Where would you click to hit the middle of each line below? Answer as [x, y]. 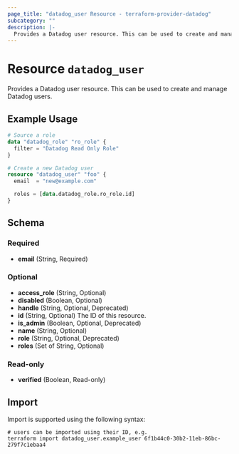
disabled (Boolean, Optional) [60, 300]
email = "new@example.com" [55, 181]
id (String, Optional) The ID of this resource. [82, 315]
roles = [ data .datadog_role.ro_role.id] [74, 194]
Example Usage [43, 119]
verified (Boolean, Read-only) [62, 380]
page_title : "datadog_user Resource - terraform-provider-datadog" [110, 14]
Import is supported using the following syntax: [76, 419]
